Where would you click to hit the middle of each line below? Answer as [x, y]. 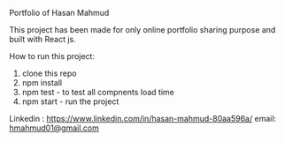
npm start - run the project [70, 101]
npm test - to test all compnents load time [98, 92]
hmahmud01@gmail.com [54, 128]
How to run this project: [52, 56]
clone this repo [49, 73]
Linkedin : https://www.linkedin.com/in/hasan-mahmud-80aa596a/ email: [143, 119]
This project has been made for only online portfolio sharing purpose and [142, 30]
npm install [42, 82]
